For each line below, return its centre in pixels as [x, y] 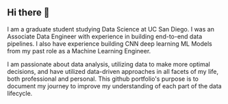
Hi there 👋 [28, 13]
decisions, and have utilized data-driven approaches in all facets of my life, [113, 71]
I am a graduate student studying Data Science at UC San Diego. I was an [111, 29]
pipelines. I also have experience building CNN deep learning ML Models [110, 43]
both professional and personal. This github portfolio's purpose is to [103, 79]
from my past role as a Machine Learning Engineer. [79, 51]
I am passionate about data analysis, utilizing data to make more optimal [109, 64]
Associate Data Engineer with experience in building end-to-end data [105, 36]
